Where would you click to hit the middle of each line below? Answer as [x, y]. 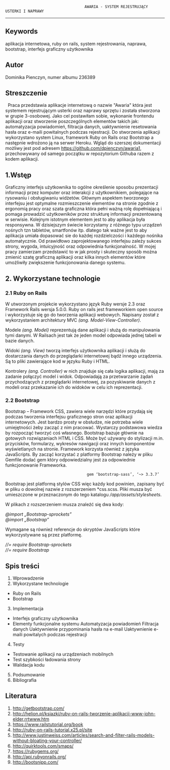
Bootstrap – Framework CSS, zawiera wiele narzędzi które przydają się [79, 411]
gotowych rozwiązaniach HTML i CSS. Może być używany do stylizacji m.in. [84, 438]
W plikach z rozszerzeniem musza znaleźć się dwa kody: [65, 505]
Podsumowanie [29, 675]
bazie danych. [20, 340]
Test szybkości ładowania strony [47, 660]
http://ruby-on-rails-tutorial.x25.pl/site [52, 729]
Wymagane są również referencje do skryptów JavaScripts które [73, 529]
